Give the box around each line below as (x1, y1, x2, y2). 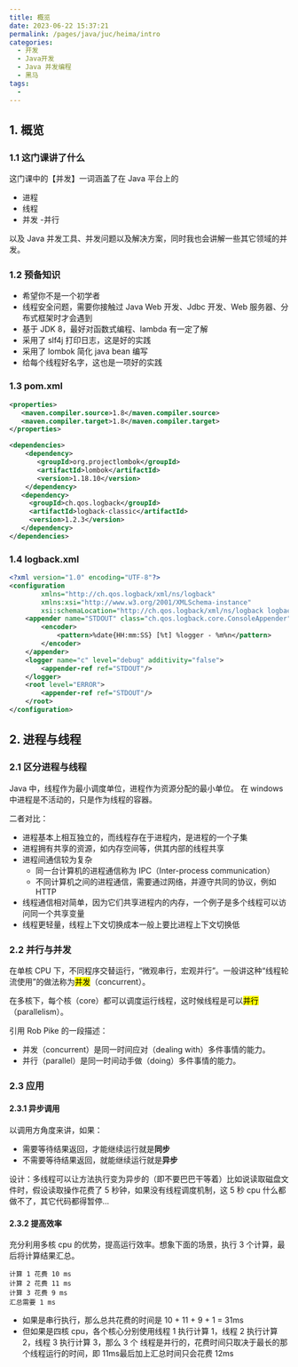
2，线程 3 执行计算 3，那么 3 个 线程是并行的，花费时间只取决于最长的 (21, 1337, 280, 1347)
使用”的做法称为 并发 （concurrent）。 (16, 976, 151, 987)
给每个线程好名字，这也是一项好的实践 (21, 357, 162, 368)
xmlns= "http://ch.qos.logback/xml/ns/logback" (41, 589, 216, 598)
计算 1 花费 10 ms (9, 1270, 72, 1279)
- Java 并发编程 (17, 63, 73, 72)
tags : (9, 79, 29, 88)
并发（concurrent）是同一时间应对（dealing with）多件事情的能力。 (21, 1043, 271, 1054)
